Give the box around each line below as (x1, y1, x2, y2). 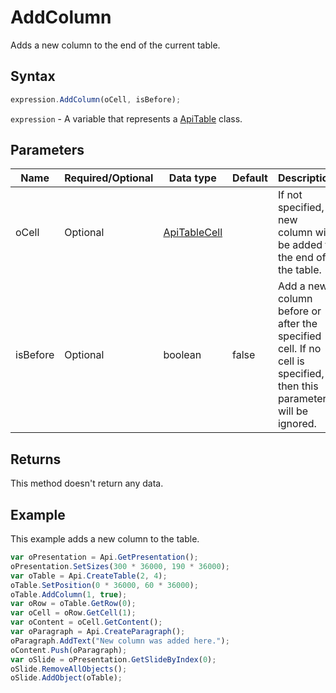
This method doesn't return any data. (10, 477, 164, 490)
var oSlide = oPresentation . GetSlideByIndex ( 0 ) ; (10, 654, 217, 665)
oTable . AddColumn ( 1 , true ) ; (10, 589, 128, 600)
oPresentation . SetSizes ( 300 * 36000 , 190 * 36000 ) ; (10, 561, 230, 571)
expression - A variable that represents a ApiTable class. (10, 112, 243, 125)
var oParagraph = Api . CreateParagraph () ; (10, 627, 186, 637)
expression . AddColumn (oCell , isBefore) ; (10, 94, 182, 105)
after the (277, 317, 318, 331)
